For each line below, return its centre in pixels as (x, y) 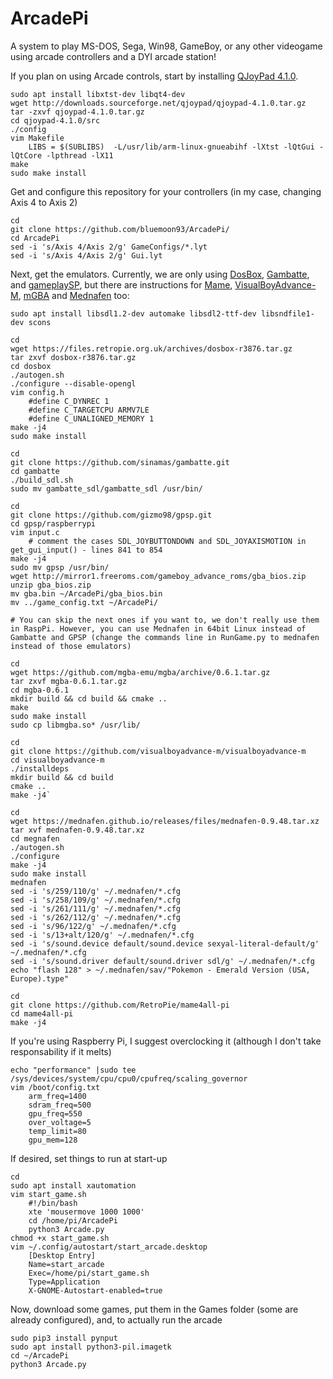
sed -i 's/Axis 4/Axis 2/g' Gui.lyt (86, 255)
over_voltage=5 (60, 1122)
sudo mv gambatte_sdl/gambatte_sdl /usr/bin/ (106, 488)
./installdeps (40, 768)
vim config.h (37, 392)
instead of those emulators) (71, 646)
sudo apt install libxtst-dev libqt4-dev (98, 94)
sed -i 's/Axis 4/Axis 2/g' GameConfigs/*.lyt (109, 247)
